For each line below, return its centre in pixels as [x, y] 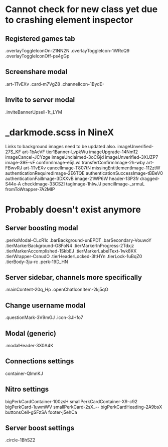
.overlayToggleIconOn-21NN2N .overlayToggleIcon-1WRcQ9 [67, 51]
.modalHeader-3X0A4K [29, 345]
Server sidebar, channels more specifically [73, 277]
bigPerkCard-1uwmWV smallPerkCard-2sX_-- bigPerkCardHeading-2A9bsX [84, 407]
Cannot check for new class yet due [81, 9]
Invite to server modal [40, 100]
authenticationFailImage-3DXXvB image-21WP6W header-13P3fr [72, 178]
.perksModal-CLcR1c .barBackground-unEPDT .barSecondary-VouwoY [78, 240]
